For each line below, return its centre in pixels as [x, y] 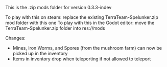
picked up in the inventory [40, 53]
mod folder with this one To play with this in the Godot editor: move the [80, 23]
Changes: [15, 38]
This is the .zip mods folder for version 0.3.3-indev [58, 7]
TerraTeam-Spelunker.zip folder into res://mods [55, 28]
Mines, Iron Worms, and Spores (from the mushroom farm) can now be [87, 48]
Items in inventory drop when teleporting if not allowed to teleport [82, 59]
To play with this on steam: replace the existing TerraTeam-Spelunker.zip [82, 17]
